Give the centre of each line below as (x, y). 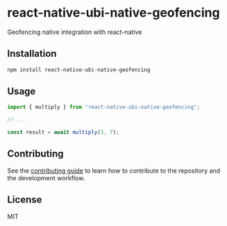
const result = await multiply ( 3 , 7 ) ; (63, 132)
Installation (32, 54)
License (25, 200)
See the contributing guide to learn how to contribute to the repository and (114, 171)
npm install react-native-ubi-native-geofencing (79, 70)
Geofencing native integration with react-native (75, 32)
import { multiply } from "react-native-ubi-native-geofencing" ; (103, 107)
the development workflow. (46, 177)
